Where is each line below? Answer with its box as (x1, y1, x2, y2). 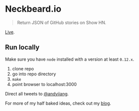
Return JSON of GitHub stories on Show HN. (17, 20, 106, 25)
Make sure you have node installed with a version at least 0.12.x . (5, 56, 134, 62)
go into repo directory (12, 71, 56, 77)
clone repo (12, 66, 34, 71)
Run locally (5, 43, 40, 52)
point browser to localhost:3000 (12, 81, 77, 87)
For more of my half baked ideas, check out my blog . (5, 100, 111, 106)
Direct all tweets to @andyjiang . (5, 90, 69, 96)
